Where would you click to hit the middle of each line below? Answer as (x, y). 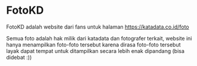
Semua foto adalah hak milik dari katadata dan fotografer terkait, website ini (99, 38)
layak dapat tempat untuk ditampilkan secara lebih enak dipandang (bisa (96, 51)
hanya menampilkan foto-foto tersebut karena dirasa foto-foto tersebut (93, 45)
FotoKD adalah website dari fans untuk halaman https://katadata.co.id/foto (98, 27)
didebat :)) (19, 57)
